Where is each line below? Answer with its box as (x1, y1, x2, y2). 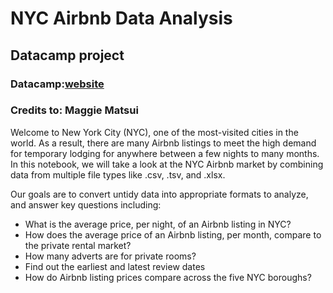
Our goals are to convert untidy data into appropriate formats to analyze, (10, 188, 309, 200)
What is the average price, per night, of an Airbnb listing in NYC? (24, 218, 292, 230)
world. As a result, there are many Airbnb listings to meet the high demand (10, 137, 317, 149)
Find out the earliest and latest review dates (24, 260, 206, 272)
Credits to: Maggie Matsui (10, 103, 139, 117)
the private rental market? (24, 239, 132, 251)
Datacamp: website (10, 77, 105, 91)
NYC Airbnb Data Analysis (10, 7, 233, 30)
